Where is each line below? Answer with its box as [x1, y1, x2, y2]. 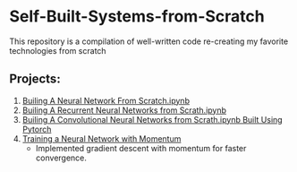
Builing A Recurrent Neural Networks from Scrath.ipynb [21, 105, 226, 116]
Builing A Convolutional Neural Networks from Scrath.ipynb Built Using [21, 114, 284, 125]
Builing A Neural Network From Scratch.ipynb [21, 95, 191, 106]
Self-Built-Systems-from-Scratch [9, 6, 266, 27]
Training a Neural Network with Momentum [21, 133, 182, 144]
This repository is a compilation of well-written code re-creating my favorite [9, 36, 289, 47]
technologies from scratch [9, 45, 106, 56]
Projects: [9, 72, 61, 87]
